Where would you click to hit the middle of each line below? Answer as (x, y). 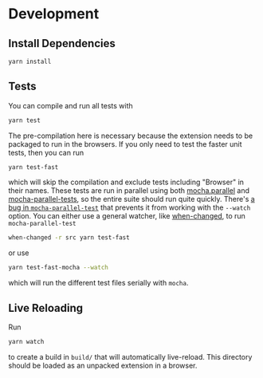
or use (19, 253)
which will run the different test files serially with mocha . (98, 283)
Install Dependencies (62, 43)
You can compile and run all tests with (71, 105)
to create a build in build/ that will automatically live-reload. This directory (130, 356)
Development (54, 14)
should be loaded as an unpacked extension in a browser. (103, 365)
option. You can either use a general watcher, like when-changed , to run (127, 216)
